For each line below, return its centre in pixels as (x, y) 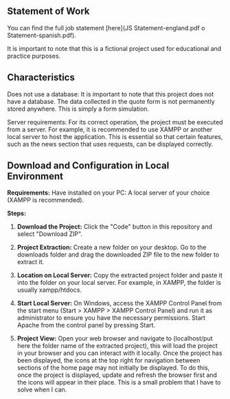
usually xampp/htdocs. (49, 290)
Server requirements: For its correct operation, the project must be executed (115, 122)
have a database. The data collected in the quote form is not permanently (111, 101)
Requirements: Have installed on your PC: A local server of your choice (108, 193)
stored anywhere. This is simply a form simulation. (78, 109)
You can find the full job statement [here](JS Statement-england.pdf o (106, 28)
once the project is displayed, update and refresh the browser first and (117, 375)
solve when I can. (42, 390)
